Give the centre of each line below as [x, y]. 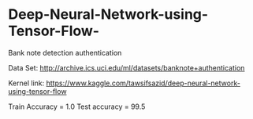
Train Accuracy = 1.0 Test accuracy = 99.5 [77, 106]
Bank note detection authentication [65, 52]
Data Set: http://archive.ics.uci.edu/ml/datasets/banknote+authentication [126, 67]
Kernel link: [26, 83]
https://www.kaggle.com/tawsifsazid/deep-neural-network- [143, 83]
